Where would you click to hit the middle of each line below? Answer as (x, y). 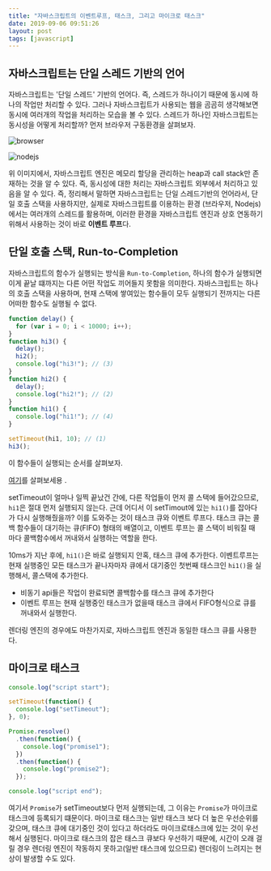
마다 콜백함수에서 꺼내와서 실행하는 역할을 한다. (83, 538)
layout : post (30, 31)
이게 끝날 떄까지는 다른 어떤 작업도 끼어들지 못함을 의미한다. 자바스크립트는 (126, 283)
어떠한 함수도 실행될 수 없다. (53, 303)
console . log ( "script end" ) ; (56, 792)
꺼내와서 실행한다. (48, 613)
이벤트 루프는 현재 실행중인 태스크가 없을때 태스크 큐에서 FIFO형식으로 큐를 (138, 602)
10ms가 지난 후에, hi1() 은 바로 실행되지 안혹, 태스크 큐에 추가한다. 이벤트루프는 (133, 555)
